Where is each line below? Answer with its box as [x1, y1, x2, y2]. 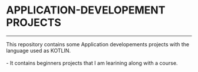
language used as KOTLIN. [6, 47, 71, 54]
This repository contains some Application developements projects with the [6, 40, 190, 47]
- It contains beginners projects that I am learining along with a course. [6, 59, 178, 66]
